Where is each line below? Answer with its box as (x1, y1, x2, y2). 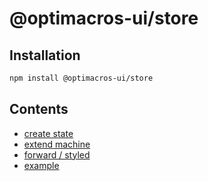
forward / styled (23, 148, 91, 161)
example (23, 159, 60, 171)
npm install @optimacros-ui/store (9, 73, 154, 83)
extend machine (23, 138, 91, 150)
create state (23, 127, 74, 139)
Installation (9, 47, 81, 64)
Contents (9, 101, 69, 118)
